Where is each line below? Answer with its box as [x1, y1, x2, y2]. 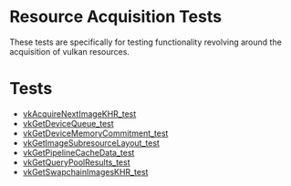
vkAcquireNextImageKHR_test [22, 108, 137, 119]
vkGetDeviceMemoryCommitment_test [22, 128, 169, 139]
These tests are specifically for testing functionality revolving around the [9, 36, 283, 47]
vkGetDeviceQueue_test [22, 118, 114, 129]
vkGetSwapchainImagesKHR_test [22, 166, 149, 177]
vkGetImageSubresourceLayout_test [22, 137, 160, 148]
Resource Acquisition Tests [9, 6, 222, 27]
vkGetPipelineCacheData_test [22, 147, 135, 158]
